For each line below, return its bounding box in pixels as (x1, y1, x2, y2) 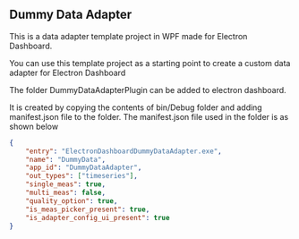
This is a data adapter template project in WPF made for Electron (9, 30, 248, 41)
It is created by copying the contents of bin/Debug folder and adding (9, 102, 262, 113)
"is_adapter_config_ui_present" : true (25, 213, 170, 222)
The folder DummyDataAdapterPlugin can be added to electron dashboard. (9, 84, 286, 95)
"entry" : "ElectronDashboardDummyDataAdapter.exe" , (25, 147, 222, 156)
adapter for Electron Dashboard (9, 67, 126, 78)
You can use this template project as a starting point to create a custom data (9, 57, 291, 68)
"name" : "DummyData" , (25, 155, 106, 164)
